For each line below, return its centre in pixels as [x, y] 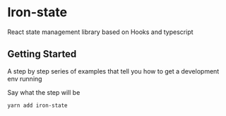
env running [25, 79]
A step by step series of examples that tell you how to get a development [113, 71]
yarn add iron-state [38, 105]
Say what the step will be [44, 92]
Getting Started [42, 54]
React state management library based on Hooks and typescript [100, 32]
